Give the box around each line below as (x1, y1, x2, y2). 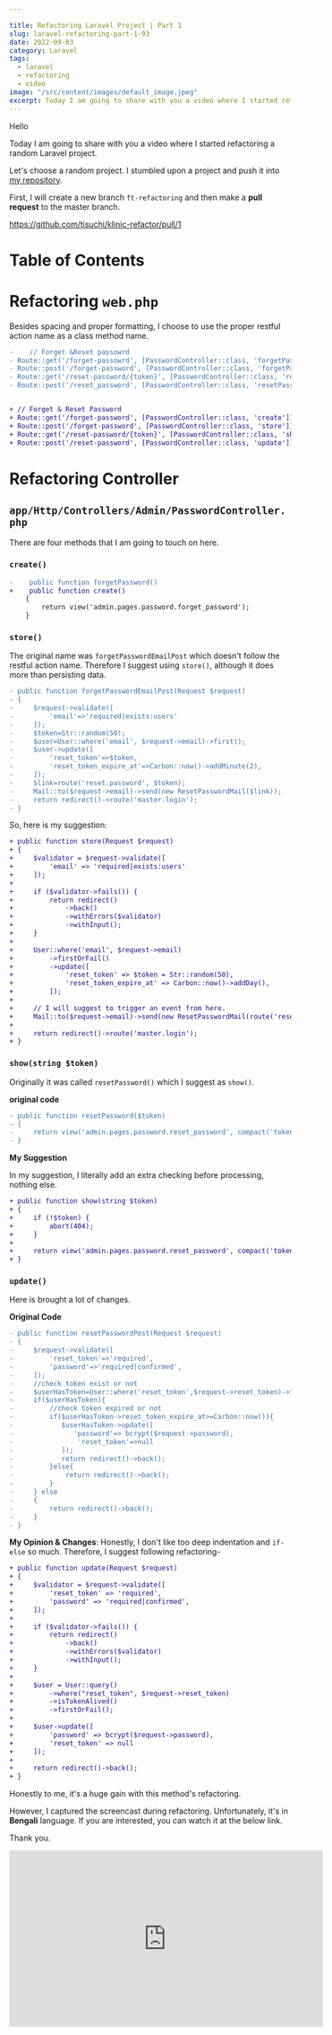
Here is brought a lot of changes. (9, 1295, 132, 1305)
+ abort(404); (9, 1221, 94, 1231)
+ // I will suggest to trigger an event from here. (9, 1003, 226, 1013)
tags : (9, 55, 30, 64)
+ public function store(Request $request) (9, 837, 175, 846)
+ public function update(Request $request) (9, 1563, 178, 1573)
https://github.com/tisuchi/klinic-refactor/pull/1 (9, 219, 182, 229)
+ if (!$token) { (9, 1213, 90, 1222)
